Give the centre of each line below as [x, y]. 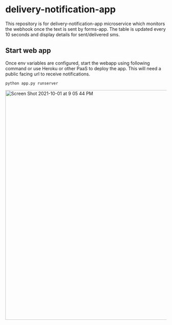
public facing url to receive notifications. [48, 74]
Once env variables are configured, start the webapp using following [78, 63]
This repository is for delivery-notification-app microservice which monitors [85, 24]
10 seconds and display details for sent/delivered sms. [63, 34]
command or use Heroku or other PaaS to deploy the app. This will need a [83, 68]
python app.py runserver [32, 83]
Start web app [28, 50]
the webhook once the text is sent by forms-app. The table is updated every [86, 29]
